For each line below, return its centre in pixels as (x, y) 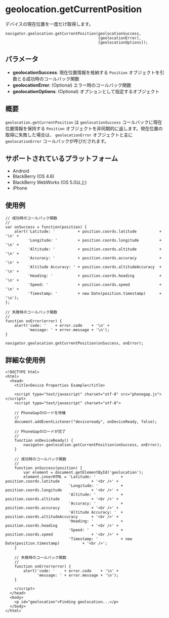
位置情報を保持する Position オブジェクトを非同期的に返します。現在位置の (84, 128)
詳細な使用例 (25, 360)
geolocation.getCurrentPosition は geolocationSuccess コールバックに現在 (84, 122)
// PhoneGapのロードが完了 (40, 432)
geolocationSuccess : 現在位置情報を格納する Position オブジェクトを (86, 72)
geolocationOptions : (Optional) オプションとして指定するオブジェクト (86, 91)
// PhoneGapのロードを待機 (40, 413)
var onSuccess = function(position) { (46, 227)
